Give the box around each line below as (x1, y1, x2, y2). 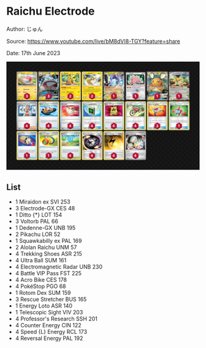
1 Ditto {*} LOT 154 (15, 211, 63, 218)
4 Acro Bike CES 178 (15, 276, 67, 284)
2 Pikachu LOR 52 (15, 231, 61, 238)
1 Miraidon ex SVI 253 (15, 198, 71, 205)
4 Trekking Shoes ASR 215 (15, 250, 83, 257)
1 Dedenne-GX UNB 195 (15, 224, 76, 232)
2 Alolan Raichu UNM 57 (15, 243, 77, 251)
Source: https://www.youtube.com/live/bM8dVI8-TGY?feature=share (6, 37, 181, 45)
